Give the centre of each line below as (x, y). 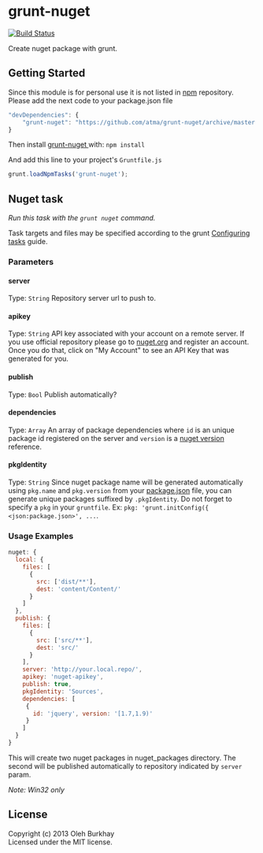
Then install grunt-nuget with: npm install (77, 145)
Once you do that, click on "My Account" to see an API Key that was (119, 350)
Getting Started (47, 73)
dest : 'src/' (58, 647)
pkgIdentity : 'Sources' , (63, 692)
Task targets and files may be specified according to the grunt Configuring (129, 233)
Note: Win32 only (37, 789)
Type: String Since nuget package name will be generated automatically (126, 482)
